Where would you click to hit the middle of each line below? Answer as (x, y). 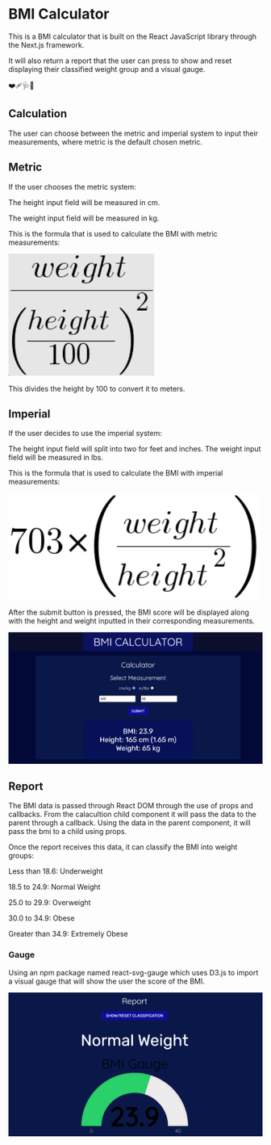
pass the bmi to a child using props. (68, 832)
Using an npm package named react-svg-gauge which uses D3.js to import (133, 972)
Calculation (38, 114)
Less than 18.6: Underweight (56, 871)
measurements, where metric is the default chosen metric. (106, 141)
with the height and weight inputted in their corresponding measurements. (132, 621)
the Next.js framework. (46, 44)
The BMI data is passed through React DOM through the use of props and (131, 806)
